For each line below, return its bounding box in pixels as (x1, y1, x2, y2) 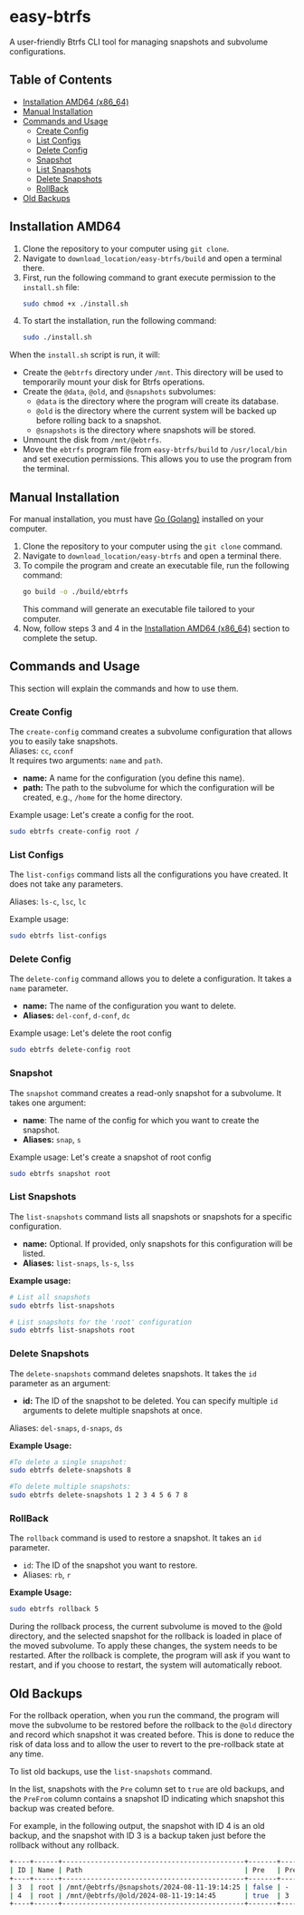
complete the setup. (22, 633, 98, 643)
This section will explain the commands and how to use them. (9, 683, 239, 694)
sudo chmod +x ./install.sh (22, 299, 128, 308)
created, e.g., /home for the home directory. (22, 792, 183, 803)
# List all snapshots (9, 1292, 91, 1302)
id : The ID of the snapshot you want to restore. (22, 1560, 198, 1570)
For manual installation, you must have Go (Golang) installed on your (9, 514, 264, 525)
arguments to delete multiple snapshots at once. (22, 1405, 203, 1415)
